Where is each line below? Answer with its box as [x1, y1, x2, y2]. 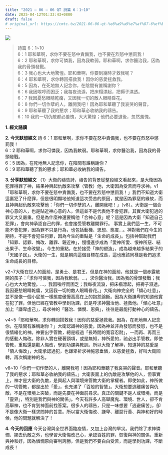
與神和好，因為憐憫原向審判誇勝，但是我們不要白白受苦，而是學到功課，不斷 [5, 438, 163, 444]
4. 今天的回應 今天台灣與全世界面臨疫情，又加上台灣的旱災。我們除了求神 [5, 425, 156, 431]
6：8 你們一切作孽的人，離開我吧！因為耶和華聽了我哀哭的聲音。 [17, 101, 151, 107]
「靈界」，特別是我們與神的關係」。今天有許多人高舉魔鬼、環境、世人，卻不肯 [5, 396, 163, 402]
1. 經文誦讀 [5, 124, 27, 130]
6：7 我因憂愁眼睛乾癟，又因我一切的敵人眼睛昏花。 [17, 95, 125, 101]
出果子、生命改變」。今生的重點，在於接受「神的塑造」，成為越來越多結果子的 [5, 245, 163, 251]
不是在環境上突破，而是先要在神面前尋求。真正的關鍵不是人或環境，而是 [13, 390, 163, 396]
